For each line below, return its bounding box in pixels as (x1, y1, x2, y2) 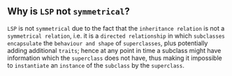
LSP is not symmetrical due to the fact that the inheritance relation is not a (7, 24, 225, 32)
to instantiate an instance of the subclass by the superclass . (7, 61, 185, 69)
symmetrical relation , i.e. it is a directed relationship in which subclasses (7, 31, 225, 40)
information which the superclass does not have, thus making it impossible (7, 54, 222, 62)
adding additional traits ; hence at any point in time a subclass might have (7, 46, 222, 54)
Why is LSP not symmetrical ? (7, 6, 131, 17)
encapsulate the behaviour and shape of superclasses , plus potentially (7, 38, 208, 47)
